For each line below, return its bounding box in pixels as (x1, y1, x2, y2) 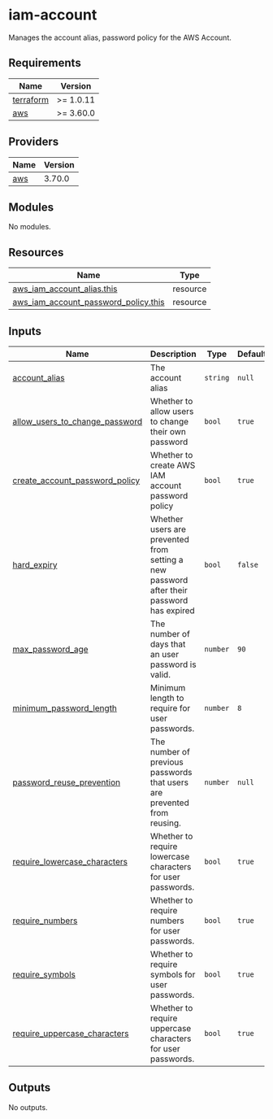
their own (149, 426, 187, 437)
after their (149, 585, 188, 595)
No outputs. (8, 1102, 48, 1112)
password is (149, 659, 197, 670)
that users (149, 777, 189, 788)
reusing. (149, 817, 181, 829)
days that (149, 638, 186, 650)
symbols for (149, 969, 196, 980)
